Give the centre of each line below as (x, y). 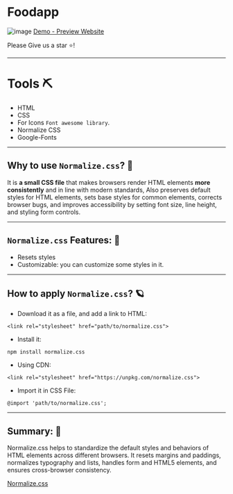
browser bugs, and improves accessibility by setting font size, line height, (112, 204)
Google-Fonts (37, 137)
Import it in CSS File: (46, 390)
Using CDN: (34, 365)
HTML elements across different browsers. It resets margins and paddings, (114, 455)
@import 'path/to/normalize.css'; (57, 404)
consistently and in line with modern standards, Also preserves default (109, 190)
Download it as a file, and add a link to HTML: (82, 314)
